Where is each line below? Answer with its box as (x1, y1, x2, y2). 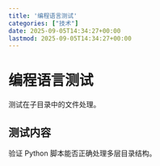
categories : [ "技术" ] (8, 19, 79, 27)
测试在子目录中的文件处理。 (8, 100, 101, 110)
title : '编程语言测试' (8, 11, 78, 20)
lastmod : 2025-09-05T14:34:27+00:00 (8, 34, 132, 43)
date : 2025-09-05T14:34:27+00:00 (8, 27, 121, 35)
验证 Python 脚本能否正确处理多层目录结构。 (8, 148, 157, 158)
